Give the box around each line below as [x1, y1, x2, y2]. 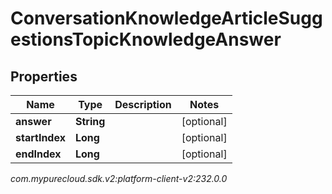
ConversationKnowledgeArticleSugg [10, 7, 323, 30]
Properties [10, 68, 78, 85]
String [74, 115, 106, 128]
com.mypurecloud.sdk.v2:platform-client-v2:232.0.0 [10, 173, 228, 184]
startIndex [15, 131, 66, 144]
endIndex [15, 147, 62, 161]
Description [114, 98, 172, 111]
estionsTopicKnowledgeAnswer [10, 28, 282, 51]
